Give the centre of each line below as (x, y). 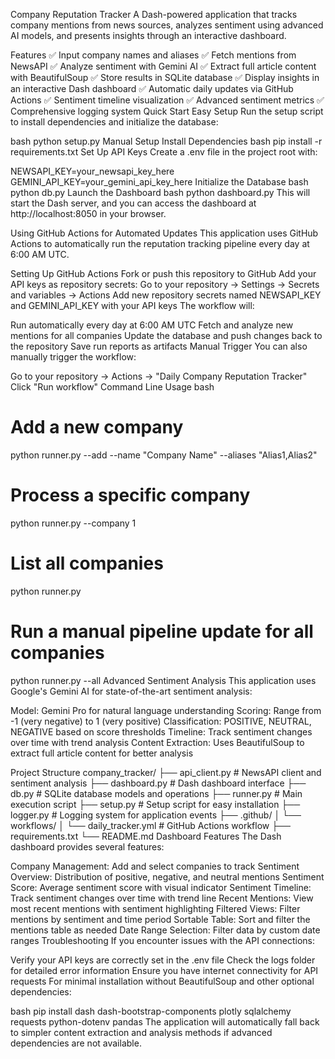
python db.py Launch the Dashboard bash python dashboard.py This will (160, 192)
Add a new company (97, 427)
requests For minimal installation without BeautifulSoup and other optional (162, 981)
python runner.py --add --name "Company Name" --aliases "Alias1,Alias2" (164, 455)
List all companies (87, 563)
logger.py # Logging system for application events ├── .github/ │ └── (156, 815)
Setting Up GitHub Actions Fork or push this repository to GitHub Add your (163, 273)
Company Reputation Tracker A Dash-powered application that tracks (154, 14)
